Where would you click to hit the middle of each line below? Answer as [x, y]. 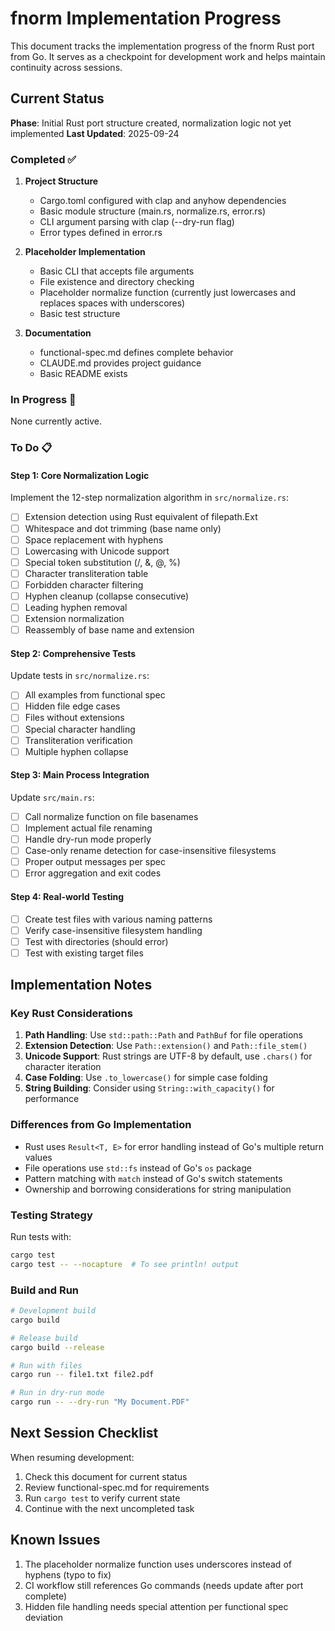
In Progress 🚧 [43, 399]
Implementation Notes [81, 985]
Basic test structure [80, 314]
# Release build [44, 1338]
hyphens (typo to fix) [68, 1574]
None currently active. [56, 421]
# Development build [53, 1311]
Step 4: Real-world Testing [67, 896]
